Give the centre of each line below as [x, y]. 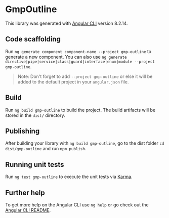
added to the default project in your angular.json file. [73, 81]
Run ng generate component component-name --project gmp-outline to [78, 51]
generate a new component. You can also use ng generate [66, 57]
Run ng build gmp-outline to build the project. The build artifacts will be [80, 110]
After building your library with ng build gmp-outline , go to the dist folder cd [85, 143]
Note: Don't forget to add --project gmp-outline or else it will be [85, 76]
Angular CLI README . [28, 210]
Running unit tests [35, 165]
